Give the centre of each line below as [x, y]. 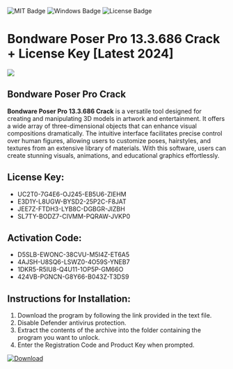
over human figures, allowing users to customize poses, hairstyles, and [109, 140]
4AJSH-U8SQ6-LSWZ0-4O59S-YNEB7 [73, 262]
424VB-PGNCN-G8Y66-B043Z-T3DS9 [73, 277]
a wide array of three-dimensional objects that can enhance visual [102, 126]
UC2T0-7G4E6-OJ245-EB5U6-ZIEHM [72, 194]
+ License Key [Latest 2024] [90, 54]
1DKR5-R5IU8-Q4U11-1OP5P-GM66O [70, 270]
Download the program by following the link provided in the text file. [114, 315]
